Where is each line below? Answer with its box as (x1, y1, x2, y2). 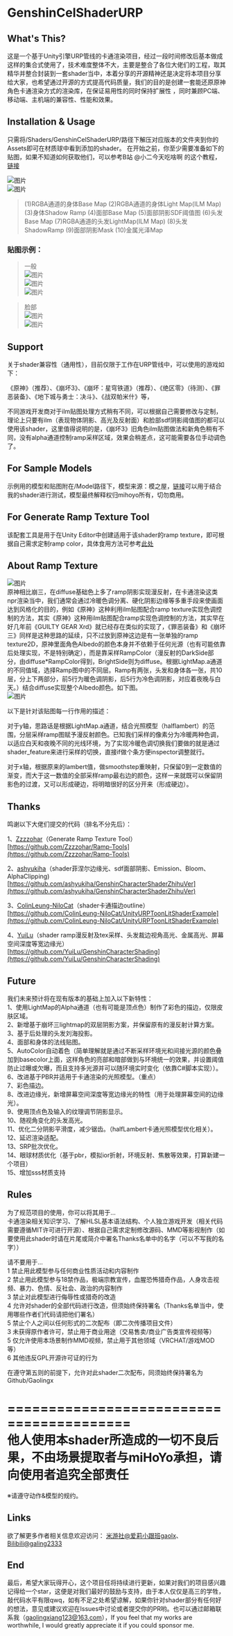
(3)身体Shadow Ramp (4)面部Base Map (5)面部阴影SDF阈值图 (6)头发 (24, 208, 223, 216)
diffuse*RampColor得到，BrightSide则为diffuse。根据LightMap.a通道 (25, 658, 223, 666)
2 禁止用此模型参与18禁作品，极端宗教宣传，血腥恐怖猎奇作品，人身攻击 (7, 1275, 214, 1283)
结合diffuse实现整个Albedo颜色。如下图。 (21, 683, 142, 692)
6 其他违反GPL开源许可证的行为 (7, 1353, 98, 1362)
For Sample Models (7, 463, 92, 475)
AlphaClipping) (7, 872, 50, 881)
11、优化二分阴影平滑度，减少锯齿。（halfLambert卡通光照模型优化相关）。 (7, 1125, 217, 1133)
